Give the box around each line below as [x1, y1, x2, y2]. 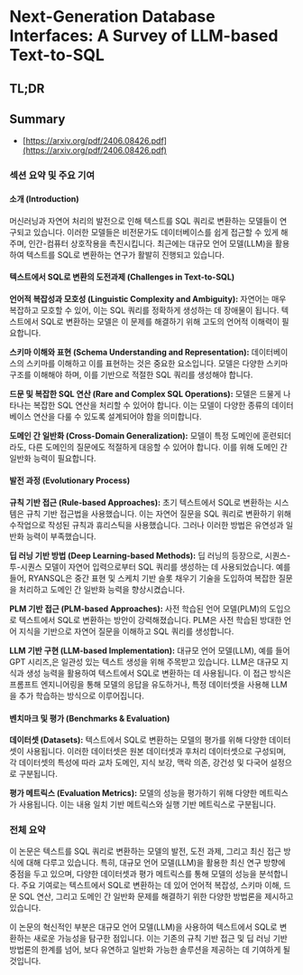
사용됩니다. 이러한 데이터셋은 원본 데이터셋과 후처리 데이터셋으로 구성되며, [25, 746, 287, 757]
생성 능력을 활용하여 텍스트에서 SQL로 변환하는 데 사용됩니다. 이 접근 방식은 [25, 667, 291, 678]
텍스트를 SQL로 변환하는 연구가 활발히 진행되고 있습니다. [25, 249, 225, 260]
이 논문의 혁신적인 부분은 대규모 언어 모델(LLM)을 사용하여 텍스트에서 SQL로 [9, 922, 278, 932]
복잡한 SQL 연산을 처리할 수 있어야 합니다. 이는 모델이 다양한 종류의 [32, 400, 271, 411]
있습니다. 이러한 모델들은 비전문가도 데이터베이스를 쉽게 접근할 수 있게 [32, 226, 280, 237]
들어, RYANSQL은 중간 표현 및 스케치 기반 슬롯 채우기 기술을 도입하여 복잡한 [9, 573, 277, 583]
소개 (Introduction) [9, 193, 79, 204]
